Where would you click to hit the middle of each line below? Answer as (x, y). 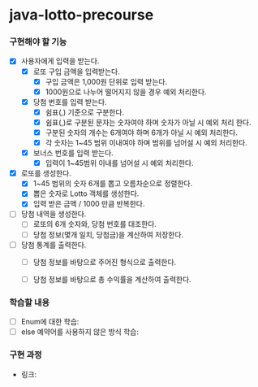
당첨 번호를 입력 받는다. (70, 102)
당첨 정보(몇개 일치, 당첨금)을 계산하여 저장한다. (108, 234)
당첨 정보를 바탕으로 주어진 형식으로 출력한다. (105, 262)
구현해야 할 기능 (38, 42)
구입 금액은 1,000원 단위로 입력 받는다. (106, 81)
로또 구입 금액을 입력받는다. (76, 72)
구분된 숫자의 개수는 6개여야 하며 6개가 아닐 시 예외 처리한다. (142, 133)
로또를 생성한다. (46, 173)
